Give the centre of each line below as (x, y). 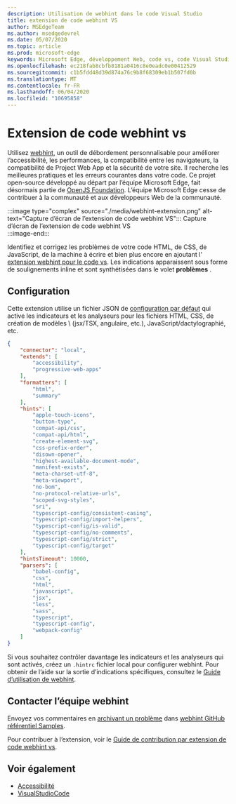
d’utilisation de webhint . (41, 679)
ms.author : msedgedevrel (44, 33)
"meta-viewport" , (58, 481)
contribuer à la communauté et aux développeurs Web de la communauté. (114, 197)
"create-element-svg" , (66, 441)
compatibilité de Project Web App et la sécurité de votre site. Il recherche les (118, 167)
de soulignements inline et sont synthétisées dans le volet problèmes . (110, 269)
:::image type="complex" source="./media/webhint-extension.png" (104, 210)
